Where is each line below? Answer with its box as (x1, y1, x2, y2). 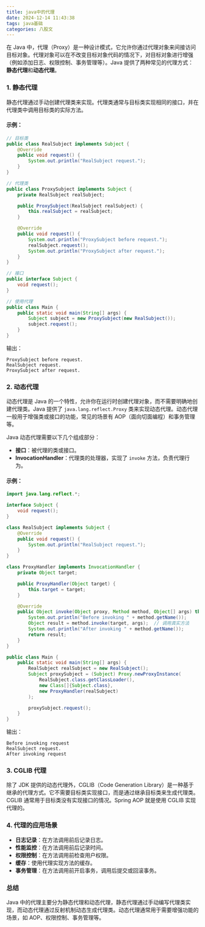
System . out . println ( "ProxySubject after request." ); (28, 248, 165, 254)
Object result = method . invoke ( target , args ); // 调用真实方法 (28, 620, 190, 627)
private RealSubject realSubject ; (17, 192, 105, 198)
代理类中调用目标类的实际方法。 (6, 106, 87, 113)
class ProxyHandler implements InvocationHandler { (6, 564, 140, 570)
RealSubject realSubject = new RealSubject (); (28, 665, 149, 672)
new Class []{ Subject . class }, (38, 682, 113, 688)
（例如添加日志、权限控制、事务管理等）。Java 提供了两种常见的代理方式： (6, 59, 194, 66)
